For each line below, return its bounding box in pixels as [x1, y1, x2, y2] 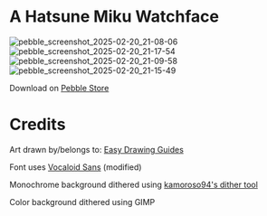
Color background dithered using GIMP [9, 196, 156, 207]
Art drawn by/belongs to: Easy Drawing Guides [9, 144, 184, 155]
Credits [9, 115, 66, 135]
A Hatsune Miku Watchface [9, 6, 220, 27]
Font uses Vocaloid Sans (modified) [9, 161, 142, 173]
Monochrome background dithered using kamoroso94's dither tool [9, 179, 258, 190]
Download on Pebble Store [9, 82, 110, 93]
